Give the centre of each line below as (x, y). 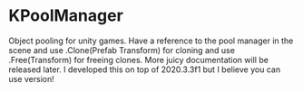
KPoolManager (66, 16)
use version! (32, 78)
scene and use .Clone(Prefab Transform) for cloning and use (122, 50)
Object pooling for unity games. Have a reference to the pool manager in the (151, 41)
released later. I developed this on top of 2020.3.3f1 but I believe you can (145, 69)
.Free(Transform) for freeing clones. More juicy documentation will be (139, 60)
